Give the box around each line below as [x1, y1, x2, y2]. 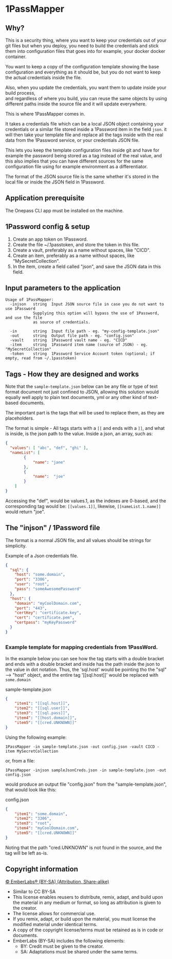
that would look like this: [5, 786, 56, 792]
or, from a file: [5, 757, 35, 764]
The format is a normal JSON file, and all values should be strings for [5, 537, 151, 543]
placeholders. [5, 415, 34, 422]
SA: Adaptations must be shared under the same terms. [20, 948, 138, 954]
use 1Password [5, 306, 36, 312]
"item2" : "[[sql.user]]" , [14, 705, 70, 711]
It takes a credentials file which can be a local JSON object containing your [5, 121, 164, 126]
